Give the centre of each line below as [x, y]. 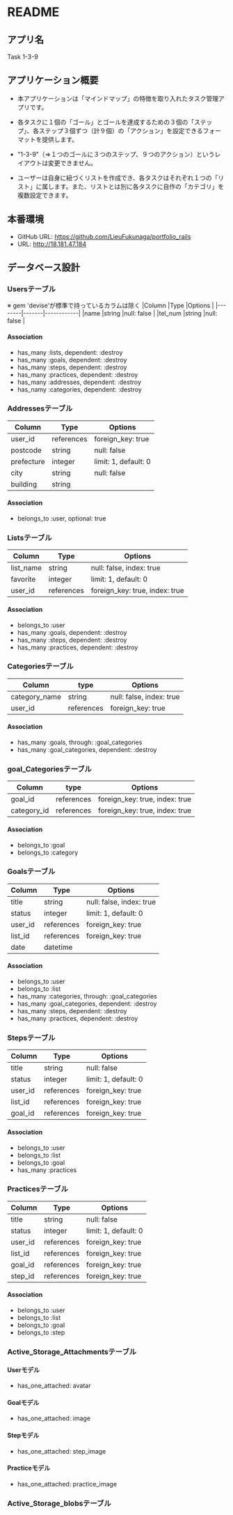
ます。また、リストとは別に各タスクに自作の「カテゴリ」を [139, 186]
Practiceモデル [29, 1468]
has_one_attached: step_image [62, 1451]
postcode [26, 450]
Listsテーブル [30, 537]
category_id [30, 810]
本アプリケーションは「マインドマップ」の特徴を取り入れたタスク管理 [118, 98]
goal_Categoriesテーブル [49, 769]
